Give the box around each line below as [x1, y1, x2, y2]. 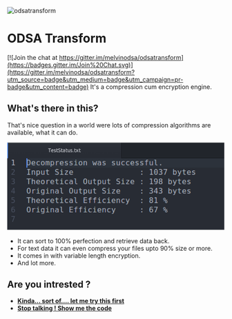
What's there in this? [7, 103, 99, 114]
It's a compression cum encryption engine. [90, 83, 212, 91]
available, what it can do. [7, 128, 78, 136]
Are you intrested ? [7, 278, 91, 290]
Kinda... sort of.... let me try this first [17, 297, 124, 305]
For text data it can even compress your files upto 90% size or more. [17, 244, 213, 252]
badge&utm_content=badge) [7, 83, 89, 91]
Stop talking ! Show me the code [17, 304, 113, 313]
